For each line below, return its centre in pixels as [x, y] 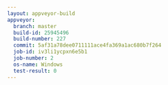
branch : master [35, 26]
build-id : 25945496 [41, 33]
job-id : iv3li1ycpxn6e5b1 [51, 52]
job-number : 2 [33, 58]
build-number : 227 [40, 39]
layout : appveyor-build [41, 13]
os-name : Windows [38, 64]
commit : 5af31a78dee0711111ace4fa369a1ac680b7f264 [87, 45]
